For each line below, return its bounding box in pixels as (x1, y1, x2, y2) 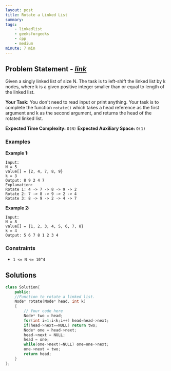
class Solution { (5, 284, 40, 290)
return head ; (24, 352, 52, 357)
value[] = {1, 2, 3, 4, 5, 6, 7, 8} (5, 224, 84, 229)
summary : (5, 17, 24, 22)
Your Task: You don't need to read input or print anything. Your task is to (5, 99, 159, 105)
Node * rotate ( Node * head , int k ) (14, 299, 86, 304)
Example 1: (5, 150, 29, 156)
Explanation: (5, 182, 33, 187)
